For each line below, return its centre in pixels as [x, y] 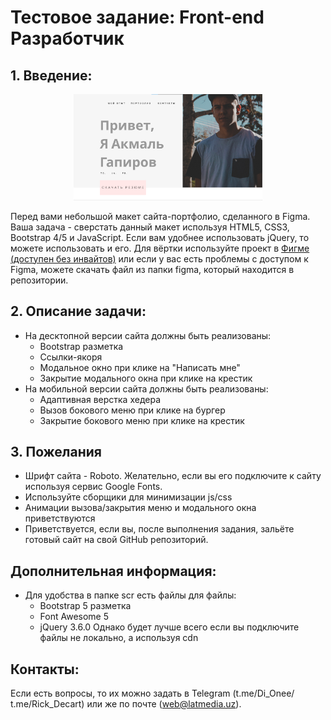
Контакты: [45, 669]
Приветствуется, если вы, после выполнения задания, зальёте [159, 529]
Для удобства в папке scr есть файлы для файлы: [130, 595]
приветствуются [60, 518]
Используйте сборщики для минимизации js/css [128, 497]
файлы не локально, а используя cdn [119, 638]
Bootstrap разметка [81, 346]
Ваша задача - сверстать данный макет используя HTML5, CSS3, [150, 227]
